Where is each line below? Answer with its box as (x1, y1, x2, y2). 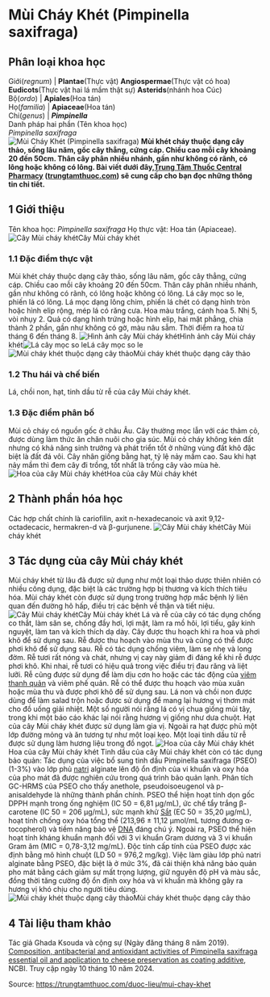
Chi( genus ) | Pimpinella (8, 111, 88, 120)
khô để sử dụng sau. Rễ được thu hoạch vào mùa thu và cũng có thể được (8, 636, 254, 646)
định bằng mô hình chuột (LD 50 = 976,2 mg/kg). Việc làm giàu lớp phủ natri (8, 850, 262, 860)
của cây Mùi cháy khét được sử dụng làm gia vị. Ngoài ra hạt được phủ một (8, 721, 258, 731)
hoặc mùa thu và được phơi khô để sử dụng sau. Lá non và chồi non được (8, 687, 252, 696)
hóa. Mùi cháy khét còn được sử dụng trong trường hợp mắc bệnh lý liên (8, 592, 248, 603)
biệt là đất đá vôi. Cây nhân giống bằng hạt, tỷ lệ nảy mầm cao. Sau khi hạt (8, 451, 256, 461)
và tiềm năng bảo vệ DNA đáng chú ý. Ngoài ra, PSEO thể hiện (48, 824, 256, 834)
